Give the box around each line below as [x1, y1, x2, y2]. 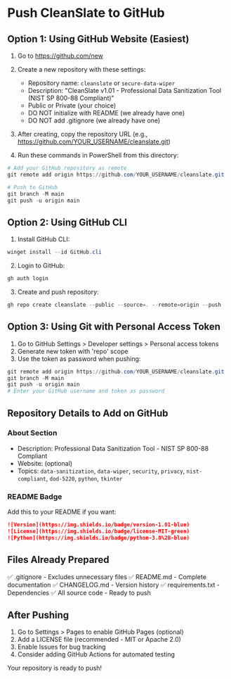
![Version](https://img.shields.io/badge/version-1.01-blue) [7, 521, 190, 528]
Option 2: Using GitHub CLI [7, 216, 128, 228]
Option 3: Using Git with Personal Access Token [7, 321, 221, 333]
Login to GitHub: [17, 262, 65, 270]
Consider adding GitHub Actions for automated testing [17, 650, 176, 659]
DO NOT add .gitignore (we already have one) [27, 116, 161, 125]
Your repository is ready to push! [7, 664, 103, 673]
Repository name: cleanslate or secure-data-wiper [27, 79, 176, 87]
